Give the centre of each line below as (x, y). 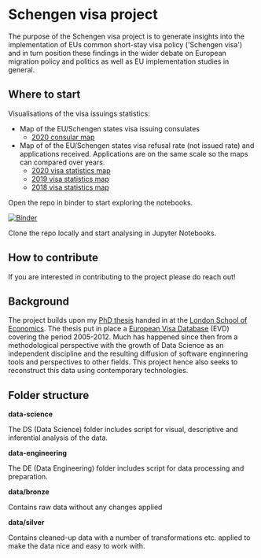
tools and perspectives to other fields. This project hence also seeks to (123, 362)
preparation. (28, 477)
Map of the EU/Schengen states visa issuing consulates (110, 128)
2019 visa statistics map (70, 179)
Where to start (44, 95)
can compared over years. (62, 162)
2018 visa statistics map (70, 187)
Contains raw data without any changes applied (85, 507)
